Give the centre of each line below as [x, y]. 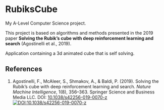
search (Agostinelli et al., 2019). [38, 43]
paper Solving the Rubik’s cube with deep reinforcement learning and [79, 38]
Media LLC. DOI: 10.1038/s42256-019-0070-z [60, 97]
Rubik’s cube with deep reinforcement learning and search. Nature [82, 86]
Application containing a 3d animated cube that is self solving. [70, 53]
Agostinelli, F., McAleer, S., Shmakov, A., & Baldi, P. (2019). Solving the [86, 81]
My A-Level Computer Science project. [46, 23]
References [24, 69]
